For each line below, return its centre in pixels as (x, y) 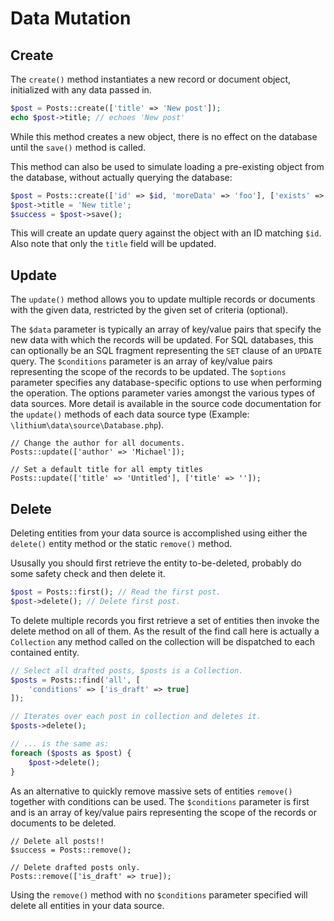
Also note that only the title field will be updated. (113, 244)
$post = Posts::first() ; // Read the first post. (116, 592)
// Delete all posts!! (57, 841)
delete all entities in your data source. (87, 905)
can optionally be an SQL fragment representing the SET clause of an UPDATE (166, 351)
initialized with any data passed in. (81, 90)
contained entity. (45, 652)
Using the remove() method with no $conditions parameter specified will (159, 894)
